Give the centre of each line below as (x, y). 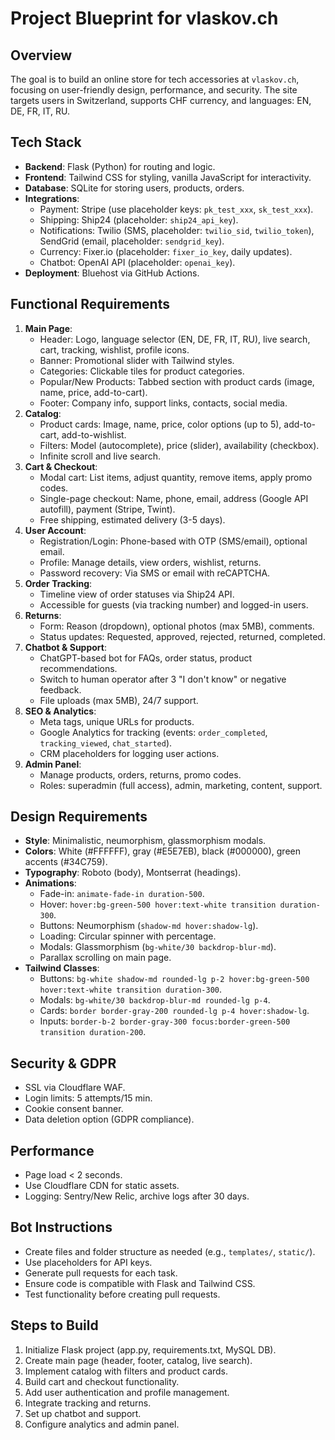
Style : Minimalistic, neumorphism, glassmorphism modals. (145, 841)
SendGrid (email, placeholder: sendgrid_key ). (132, 241)
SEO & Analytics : (60, 711)
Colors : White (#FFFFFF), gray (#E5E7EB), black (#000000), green (162, 851)
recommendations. (78, 668)
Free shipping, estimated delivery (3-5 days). (132, 519)
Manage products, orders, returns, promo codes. (140, 774)
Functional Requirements (90, 304)
